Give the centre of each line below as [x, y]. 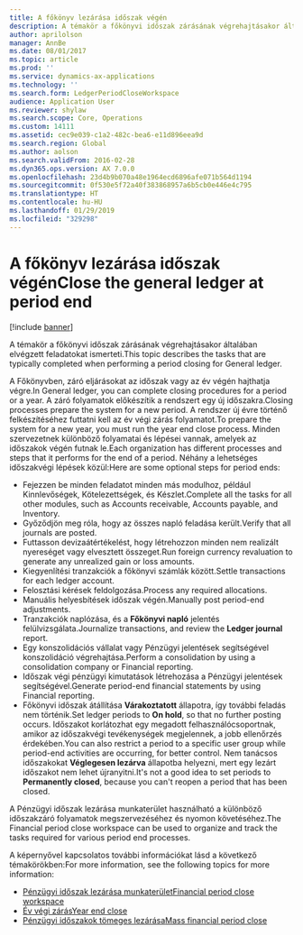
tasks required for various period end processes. [100, 837]
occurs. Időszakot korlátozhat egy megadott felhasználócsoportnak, [149, 724]
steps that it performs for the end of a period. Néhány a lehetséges [134, 457]
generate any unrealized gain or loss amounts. [109, 561]
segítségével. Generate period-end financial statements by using [142, 685]
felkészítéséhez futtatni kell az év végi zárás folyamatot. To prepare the [141, 419]
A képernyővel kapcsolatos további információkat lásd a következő [133, 855]
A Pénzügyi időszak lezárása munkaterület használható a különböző [136, 809]
